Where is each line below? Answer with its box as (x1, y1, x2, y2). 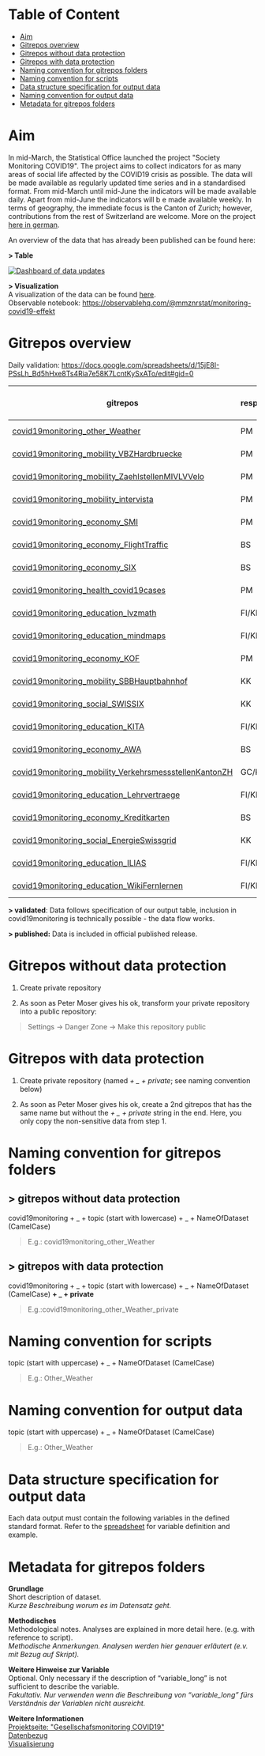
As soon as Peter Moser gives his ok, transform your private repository (19, 998, 250, 1007)
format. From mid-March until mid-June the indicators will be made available (8, 186, 256, 195)
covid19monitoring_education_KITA (12, 721, 144, 732)
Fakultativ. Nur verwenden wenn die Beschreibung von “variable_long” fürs (8, 1690, 254, 1700)
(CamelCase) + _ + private (8, 1289, 95, 1298)
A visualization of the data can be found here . (8, 289, 156, 299)
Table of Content (8, 6, 121, 24)
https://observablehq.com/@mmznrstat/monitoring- (82, 298, 252, 308)
